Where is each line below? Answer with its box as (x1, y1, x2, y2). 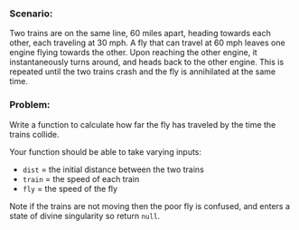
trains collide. (9, 129, 61, 139)
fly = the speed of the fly (22, 183, 118, 194)
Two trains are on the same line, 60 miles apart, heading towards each (9, 28, 271, 39)
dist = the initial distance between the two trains (22, 164, 205, 175)
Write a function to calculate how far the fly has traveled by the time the (9, 119, 276, 129)
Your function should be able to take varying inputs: (9, 146, 201, 157)
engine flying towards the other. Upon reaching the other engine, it (9, 47, 257, 58)
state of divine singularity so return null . (9, 210, 161, 221)
